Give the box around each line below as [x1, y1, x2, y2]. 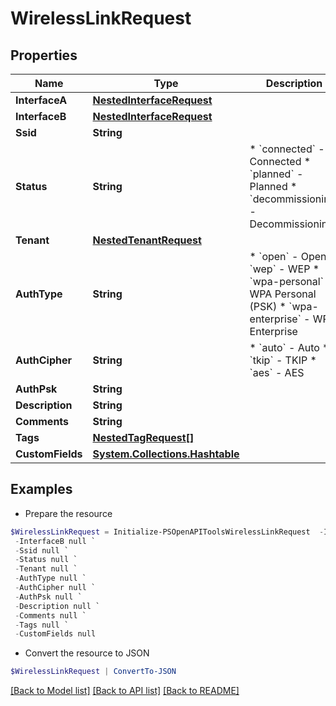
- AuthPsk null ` [14, 592, 83, 602]
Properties [10, 47, 78, 64]
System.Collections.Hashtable [92, 447, 240, 461]
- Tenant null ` [14, 564, 78, 574]
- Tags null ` [14, 620, 70, 630]
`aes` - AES [249, 366, 305, 379]
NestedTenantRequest [92, 233, 202, 247]
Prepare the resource [24, 507, 113, 519]
